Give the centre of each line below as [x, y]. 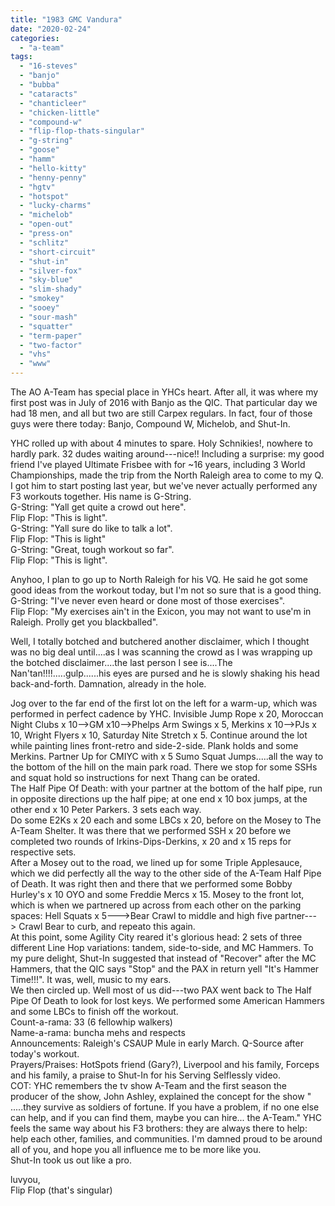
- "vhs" [35, 354]
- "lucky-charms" [55, 206]
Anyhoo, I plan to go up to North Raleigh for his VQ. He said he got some [159, 579]
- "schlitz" [44, 242]
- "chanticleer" [53, 103]
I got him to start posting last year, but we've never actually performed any [164, 485]
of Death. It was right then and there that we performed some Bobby [151, 884]
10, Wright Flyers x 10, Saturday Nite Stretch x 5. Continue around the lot [159, 735]
